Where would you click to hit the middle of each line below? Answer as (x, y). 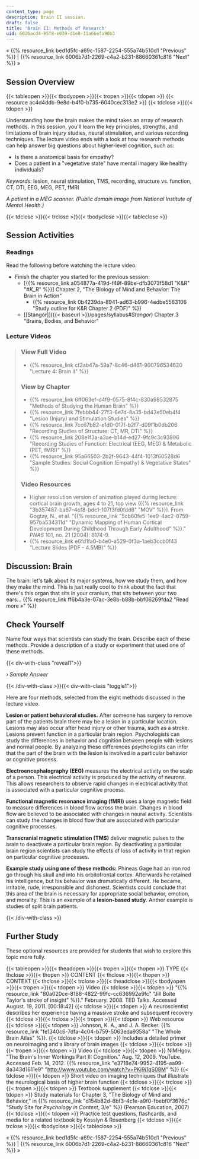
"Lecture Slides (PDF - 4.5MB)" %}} (73, 548)
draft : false (22, 23)
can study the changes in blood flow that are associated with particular (93, 820)
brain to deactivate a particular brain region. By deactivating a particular (94, 844)
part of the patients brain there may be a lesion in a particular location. (92, 722)
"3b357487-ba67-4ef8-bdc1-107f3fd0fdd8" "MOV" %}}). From (106, 510)
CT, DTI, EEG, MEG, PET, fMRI (43, 187)
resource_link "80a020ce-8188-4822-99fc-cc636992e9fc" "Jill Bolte (91, 993)
